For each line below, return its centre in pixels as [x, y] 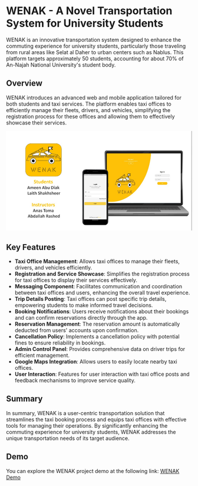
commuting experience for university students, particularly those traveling [96, 46]
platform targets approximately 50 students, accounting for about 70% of [95, 58]
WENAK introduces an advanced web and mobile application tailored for [94, 97]
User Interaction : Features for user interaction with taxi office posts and [102, 374]
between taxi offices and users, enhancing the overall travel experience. [102, 293]
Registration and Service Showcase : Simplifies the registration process [102, 274]
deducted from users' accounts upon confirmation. [77, 330]
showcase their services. [37, 123]
